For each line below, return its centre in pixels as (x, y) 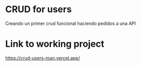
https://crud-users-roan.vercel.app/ (43, 58)
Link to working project (55, 44)
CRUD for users (39, 9)
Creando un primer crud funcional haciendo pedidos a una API (70, 23)
